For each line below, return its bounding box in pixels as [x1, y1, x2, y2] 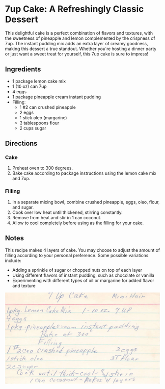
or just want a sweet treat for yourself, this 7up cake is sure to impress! [5, 51, 149, 57]
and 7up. [12, 176, 30, 182]
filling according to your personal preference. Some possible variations [5, 252, 149, 258]
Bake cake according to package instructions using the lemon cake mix [12, 170, 157, 176]
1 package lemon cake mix [12, 78, 66, 84]
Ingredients [5, 65, 41, 74]
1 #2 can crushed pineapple [19, 104, 76, 110]
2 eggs [19, 109, 34, 115]
